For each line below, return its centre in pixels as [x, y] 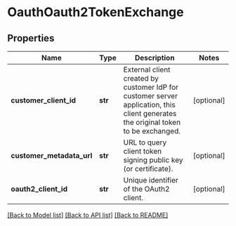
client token [143, 151]
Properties [31, 38]
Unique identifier [151, 180]
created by [141, 78]
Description [155, 58]
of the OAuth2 [146, 189]
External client [147, 69]
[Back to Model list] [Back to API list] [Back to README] [88, 215]
